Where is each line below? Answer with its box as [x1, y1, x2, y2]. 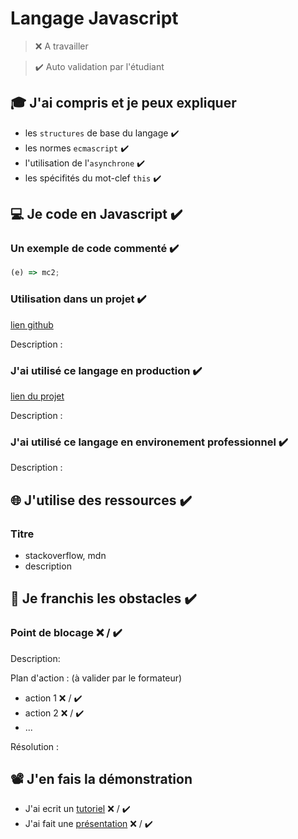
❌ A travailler [34, 40, 89, 52]
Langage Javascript [10, 7, 179, 30]
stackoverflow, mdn [24, 549, 107, 561]
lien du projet [10, 390, 65, 402]
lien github [10, 318, 54, 331]
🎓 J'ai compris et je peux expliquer [10, 95, 237, 112]
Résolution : [10, 740, 60, 752]
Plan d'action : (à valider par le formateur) [10, 672, 183, 684]
